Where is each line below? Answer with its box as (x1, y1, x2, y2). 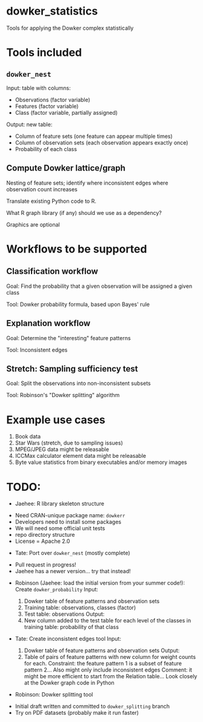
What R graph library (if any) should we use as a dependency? (6, 209, 162, 216)
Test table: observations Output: (24, 610, 105, 618)
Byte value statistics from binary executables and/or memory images (15, 458, 187, 466)
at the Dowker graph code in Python (24, 679, 115, 687)
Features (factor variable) (15, 102, 79, 110)
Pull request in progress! (15, 561, 77, 568)
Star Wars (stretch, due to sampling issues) (15, 439, 123, 447)
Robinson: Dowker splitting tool (15, 691, 93, 698)
